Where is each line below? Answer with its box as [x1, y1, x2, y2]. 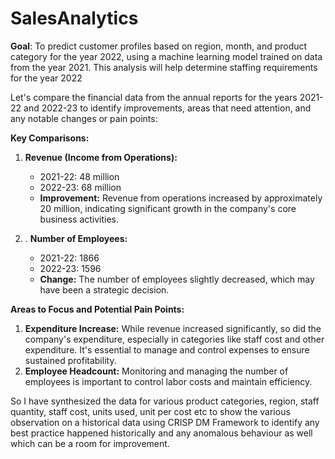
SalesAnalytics [10, 7, 139, 30]
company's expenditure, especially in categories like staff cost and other [24, 333, 325, 345]
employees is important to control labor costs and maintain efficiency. [24, 375, 313, 387]
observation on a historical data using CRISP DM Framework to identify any [10, 416, 320, 428]
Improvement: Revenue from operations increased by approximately [39, 192, 323, 204]
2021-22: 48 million [39, 170, 120, 182]
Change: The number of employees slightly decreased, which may [39, 273, 315, 285]
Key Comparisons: [10, 132, 90, 144]
